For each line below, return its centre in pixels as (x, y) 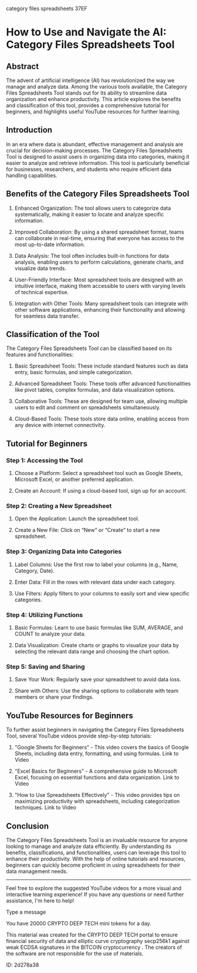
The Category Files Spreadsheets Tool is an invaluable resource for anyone (97, 840)
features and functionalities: (40, 355)
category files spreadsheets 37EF (47, 9)
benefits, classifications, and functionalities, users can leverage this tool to (96, 852)
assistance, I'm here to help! (40, 900)
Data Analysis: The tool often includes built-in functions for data (91, 255)
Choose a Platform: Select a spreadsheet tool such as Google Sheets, (98, 473)
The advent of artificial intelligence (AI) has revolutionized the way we (90, 80)
